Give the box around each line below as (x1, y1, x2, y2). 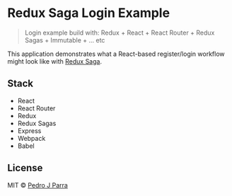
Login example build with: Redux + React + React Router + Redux (24, 28, 215, 37)
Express (17, 126, 42, 135)
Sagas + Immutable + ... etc (24, 35, 105, 44)
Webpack (17, 134, 46, 142)
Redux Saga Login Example (7, 5, 170, 21)
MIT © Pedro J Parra (7, 180, 69, 189)
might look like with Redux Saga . (7, 57, 103, 65)
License (7, 162, 43, 174)
